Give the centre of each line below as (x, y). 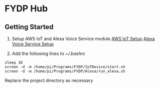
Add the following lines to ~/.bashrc (49, 53)
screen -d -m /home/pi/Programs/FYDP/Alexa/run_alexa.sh (65, 71)
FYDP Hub (26, 9)
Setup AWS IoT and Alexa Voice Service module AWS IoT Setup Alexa (83, 39)
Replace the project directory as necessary (49, 80)
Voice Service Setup (33, 44)
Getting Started (29, 27)
